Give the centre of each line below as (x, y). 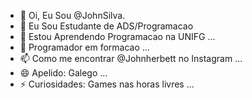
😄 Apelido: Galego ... (63, 73)
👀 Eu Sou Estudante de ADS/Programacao (106, 26)
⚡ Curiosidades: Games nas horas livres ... (107, 84)
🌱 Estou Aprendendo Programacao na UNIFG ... (117, 36)
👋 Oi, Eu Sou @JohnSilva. (72, 15)
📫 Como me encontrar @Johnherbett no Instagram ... (131, 58)
